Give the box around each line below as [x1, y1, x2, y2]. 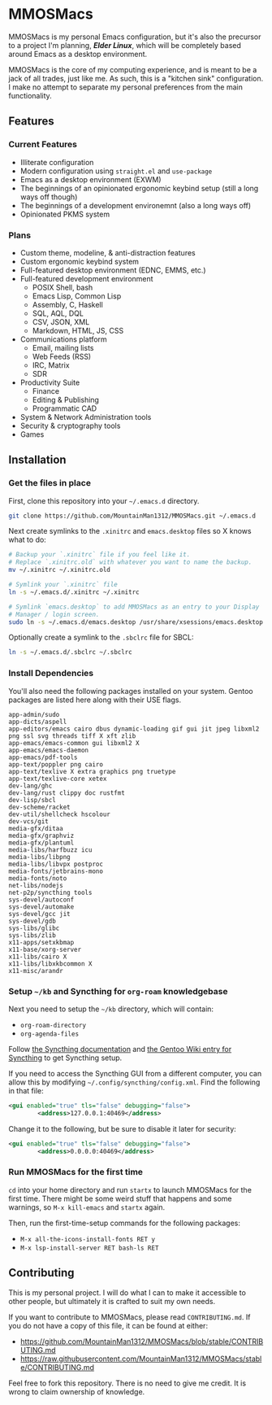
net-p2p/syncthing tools [8, 888, 93, 897]
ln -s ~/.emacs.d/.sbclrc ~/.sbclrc [8, 648, 132, 657]
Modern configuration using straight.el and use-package [19, 166, 213, 176]
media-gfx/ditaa [8, 824, 63, 832]
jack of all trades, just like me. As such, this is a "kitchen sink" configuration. [8, 73, 264, 83]
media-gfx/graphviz [8, 831, 75, 840]
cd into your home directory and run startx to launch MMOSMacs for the [8, 1185, 252, 1194]
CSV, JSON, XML [32, 316, 90, 326]
